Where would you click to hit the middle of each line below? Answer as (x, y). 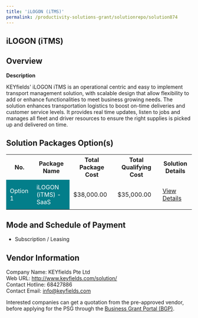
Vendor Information (43, 258)
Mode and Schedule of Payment (66, 225)
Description (21, 75)
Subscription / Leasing (42, 239)
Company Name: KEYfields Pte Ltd (48, 272)
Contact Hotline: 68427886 (39, 285)
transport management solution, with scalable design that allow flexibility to (98, 93)
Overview (24, 61)
